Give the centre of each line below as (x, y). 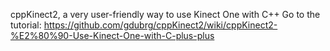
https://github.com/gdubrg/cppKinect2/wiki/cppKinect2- (160, 25)
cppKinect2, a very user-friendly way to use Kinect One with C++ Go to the (165, 14)
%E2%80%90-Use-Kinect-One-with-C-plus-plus (112, 35)
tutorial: (26, 25)
